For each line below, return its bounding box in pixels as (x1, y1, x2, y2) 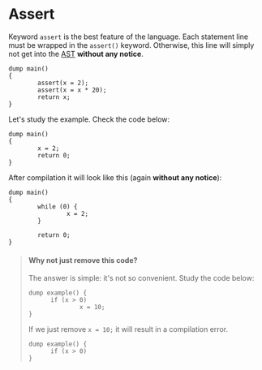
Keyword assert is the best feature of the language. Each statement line (8, 32, 249, 41)
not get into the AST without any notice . (8, 49, 144, 58)
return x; (37, 92, 71, 101)
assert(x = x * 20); (37, 86, 107, 94)
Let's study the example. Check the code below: (8, 114, 170, 124)
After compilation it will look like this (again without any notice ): (8, 172, 222, 183)
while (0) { (37, 202, 79, 211)
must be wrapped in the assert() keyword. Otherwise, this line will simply (8, 40, 255, 49)
